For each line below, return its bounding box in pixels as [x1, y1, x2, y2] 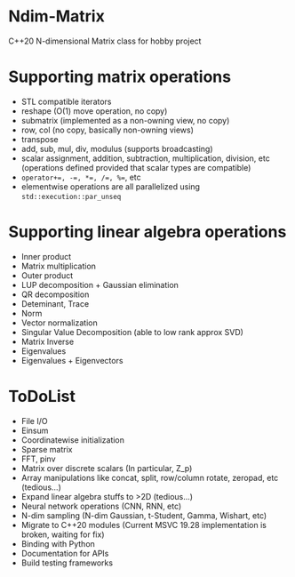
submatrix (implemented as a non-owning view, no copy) [20, 115, 230, 125]
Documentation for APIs [20, 548, 109, 558]
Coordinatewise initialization [20, 434, 125, 445]
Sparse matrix [20, 444, 73, 454]
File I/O [20, 415, 48, 426]
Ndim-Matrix [8, 6, 106, 27]
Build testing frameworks [20, 557, 113, 568]
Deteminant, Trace [20, 298, 90, 309]
